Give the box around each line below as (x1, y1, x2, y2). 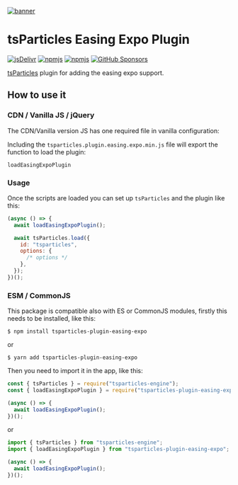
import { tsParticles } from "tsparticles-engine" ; (7, 439, 163, 446)
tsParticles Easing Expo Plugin (7, 32, 190, 47)
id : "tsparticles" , (20, 241, 78, 248)
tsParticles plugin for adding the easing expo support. (7, 68, 164, 77)
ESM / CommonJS (7, 290, 71, 300)
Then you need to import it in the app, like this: (7, 367, 143, 375)
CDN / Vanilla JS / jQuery (7, 110, 95, 120)
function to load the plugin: (7, 147, 86, 156)
